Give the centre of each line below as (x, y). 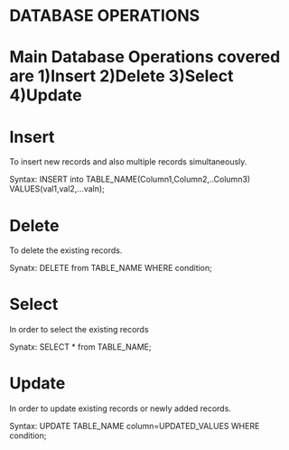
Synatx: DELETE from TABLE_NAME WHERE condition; (111, 268)
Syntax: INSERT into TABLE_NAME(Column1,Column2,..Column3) (130, 179)
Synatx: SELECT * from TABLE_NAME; (80, 347)
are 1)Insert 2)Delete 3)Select (121, 76)
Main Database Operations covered (145, 57)
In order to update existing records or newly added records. (121, 408)
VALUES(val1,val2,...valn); (57, 189)
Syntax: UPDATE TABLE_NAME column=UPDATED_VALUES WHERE (135, 427)
